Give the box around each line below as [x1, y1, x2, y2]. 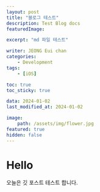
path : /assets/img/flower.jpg [17, 121, 95, 127]
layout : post [6, 9, 40, 15]
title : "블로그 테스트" [6, 15, 59, 21]
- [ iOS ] [17, 71, 37, 77]
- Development [17, 59, 53, 65]
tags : [6, 65, 20, 71]
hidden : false [6, 132, 43, 138]
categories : [6, 54, 37, 60]
